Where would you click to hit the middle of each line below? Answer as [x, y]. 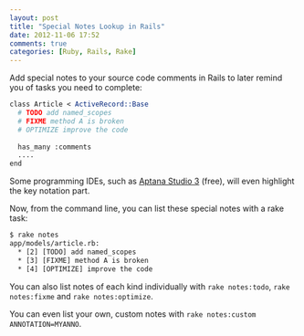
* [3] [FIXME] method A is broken [83, 260]
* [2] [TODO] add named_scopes [77, 252]
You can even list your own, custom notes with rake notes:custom [133, 314]
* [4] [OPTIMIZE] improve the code [85, 269]
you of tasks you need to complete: [76, 88]
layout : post [34, 18]
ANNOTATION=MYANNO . [46, 323]
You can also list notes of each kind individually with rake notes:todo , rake [150, 286]
